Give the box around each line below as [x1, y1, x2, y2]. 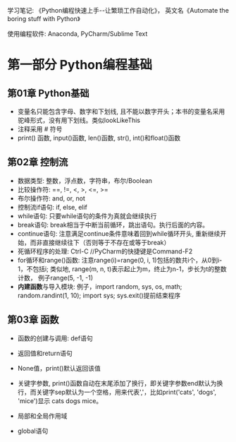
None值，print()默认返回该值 [17, 364, 101, 372]
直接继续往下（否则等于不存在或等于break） [42, 238, 170, 246]
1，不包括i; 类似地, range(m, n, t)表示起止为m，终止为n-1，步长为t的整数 [17, 264, 227, 273]
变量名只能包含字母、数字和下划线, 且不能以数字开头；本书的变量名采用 [17, 107, 225, 115]
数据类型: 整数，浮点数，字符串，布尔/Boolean [17, 176, 153, 185]
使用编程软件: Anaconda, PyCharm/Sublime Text [7, 30, 148, 37]
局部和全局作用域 [17, 412, 68, 420]
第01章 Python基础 [7, 87, 89, 99]
